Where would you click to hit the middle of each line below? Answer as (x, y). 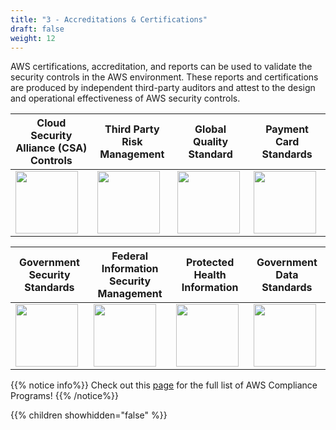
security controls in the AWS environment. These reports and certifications (164, 77)
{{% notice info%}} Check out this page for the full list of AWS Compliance (164, 385)
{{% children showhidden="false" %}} (89, 415)
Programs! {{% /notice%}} (64, 396)
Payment (287, 129)
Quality (210, 142)
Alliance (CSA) (51, 148)
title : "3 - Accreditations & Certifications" (109, 19)
